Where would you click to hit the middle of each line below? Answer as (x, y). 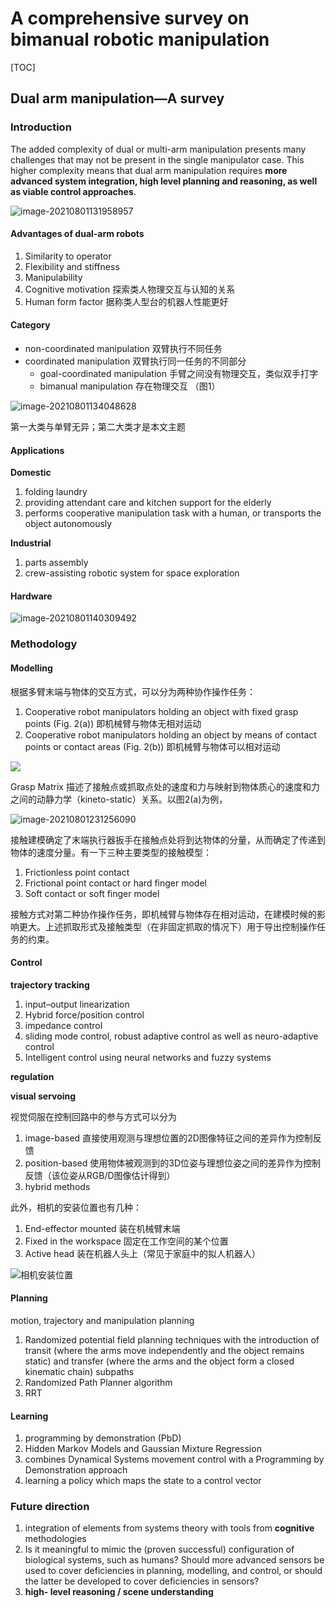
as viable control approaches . (73, 191)
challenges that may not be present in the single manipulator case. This (157, 159)
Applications (37, 450)
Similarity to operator (68, 256)
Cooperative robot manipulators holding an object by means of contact (170, 734)
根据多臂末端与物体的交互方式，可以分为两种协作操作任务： (133, 691)
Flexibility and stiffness (72, 266)
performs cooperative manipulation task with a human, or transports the (173, 513)
